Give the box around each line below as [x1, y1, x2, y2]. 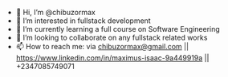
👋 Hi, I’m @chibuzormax [15, 8, 96, 17]
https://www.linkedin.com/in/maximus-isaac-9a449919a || [15, 53, 210, 63]
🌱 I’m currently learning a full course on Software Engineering [15, 25, 221, 33]
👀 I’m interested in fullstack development [15, 16, 151, 25]
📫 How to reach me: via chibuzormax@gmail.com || [15, 42, 189, 51]
